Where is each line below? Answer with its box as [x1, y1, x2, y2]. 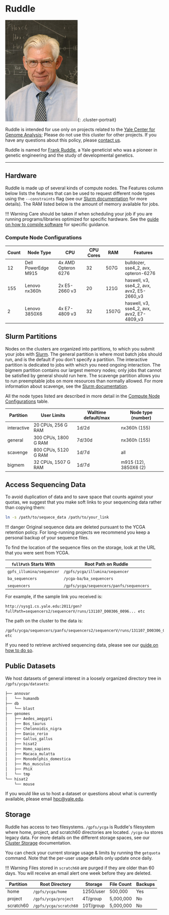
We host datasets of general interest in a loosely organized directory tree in [5, 675, 161, 681]
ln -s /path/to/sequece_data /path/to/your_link [5, 515, 109, 520]
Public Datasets [5, 662, 56, 670]
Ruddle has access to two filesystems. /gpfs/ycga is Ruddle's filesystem [5, 824, 155, 830]
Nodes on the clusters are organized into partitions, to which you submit [5, 345, 155, 351]
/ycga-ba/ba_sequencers [63, 576, 114, 582]
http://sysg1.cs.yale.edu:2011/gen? [5, 604, 82, 609]
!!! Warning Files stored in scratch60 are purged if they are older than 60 [5, 865, 154, 871]
